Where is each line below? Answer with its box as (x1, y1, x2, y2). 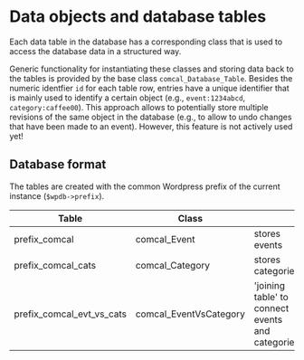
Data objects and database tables (9, 6, 267, 27)
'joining (253, 279, 286, 291)
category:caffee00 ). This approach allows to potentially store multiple (9, 101, 269, 112)
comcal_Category (135, 259, 211, 271)
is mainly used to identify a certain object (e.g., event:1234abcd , (9, 92, 246, 103)
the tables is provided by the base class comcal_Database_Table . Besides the (9, 72, 293, 83)
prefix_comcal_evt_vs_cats (14, 308, 127, 320)
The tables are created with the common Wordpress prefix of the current (9, 181, 280, 192)
